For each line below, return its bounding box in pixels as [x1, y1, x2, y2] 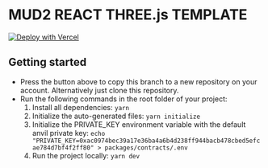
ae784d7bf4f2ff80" [31, 143, 94, 152]
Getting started [8, 55, 87, 69]
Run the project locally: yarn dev [31, 150, 140, 160]
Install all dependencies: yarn [31, 102, 130, 112]
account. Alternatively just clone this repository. [19, 85, 179, 95]
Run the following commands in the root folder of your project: [19, 94, 228, 104]
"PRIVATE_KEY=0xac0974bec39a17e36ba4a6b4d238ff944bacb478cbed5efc [31, 137, 261, 145]
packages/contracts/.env [104, 143, 188, 152]
